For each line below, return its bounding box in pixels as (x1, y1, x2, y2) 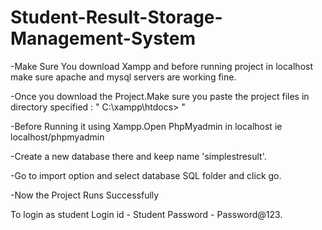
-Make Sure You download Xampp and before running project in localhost (10, 60, 313, 72)
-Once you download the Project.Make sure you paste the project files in (10, 90, 310, 102)
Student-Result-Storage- (10, 6, 223, 29)
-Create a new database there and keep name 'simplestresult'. (10, 150, 267, 162)
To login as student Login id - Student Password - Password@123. (10, 208, 283, 220)
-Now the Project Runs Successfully (10, 189, 160, 201)
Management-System (10, 27, 197, 50)
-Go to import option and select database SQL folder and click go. (10, 169, 282, 181)
